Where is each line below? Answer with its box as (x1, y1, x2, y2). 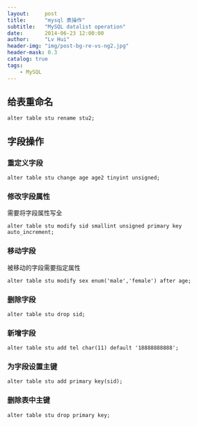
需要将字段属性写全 (7, 209, 63, 217)
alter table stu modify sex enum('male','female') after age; (7, 277, 191, 284)
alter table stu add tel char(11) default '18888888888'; (7, 345, 179, 352)
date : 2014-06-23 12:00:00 (7, 29, 104, 37)
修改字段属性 (7, 191, 51, 201)
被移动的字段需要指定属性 (7, 263, 81, 271)
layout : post (7, 10, 58, 17)
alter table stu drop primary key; (7, 411, 111, 418)
